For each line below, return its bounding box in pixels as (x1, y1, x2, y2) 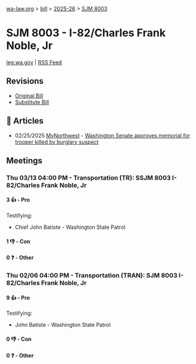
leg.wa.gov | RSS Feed (6, 58, 62, 65)
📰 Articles (6, 116, 44, 126)
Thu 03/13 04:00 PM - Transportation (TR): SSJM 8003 (6, 174, 171, 182)
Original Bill (14, 92, 44, 99)
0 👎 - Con (6, 335, 32, 342)
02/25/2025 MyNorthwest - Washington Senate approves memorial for (14, 132, 191, 139)
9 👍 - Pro (6, 294, 30, 301)
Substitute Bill (14, 99, 49, 106)
